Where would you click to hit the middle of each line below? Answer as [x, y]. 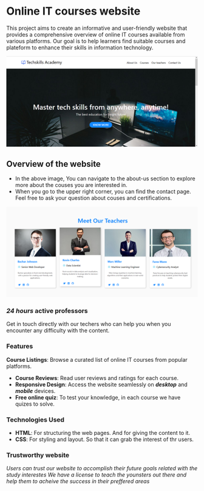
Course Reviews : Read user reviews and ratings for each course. [97, 378]
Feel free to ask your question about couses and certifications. [93, 198]
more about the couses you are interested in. [71, 185]
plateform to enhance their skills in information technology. [80, 48]
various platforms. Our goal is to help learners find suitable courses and [96, 41]
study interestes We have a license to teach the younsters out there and [97, 475]
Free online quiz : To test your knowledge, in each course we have [98, 397]
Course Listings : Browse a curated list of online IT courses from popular [97, 359]
